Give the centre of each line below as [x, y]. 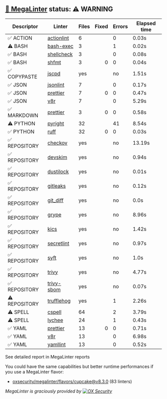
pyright [56, 123]
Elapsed [146, 23]
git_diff [55, 200]
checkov [58, 143]
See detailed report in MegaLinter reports [47, 357]
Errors [120, 26]
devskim [57, 157]
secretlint [58, 243]
